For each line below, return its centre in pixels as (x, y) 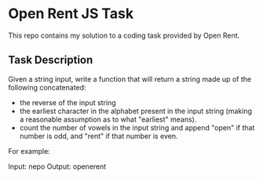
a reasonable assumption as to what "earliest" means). (108, 119)
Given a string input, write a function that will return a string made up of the (130, 79)
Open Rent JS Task (71, 14)
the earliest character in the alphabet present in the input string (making (136, 111)
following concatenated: (47, 87)
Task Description (51, 60)
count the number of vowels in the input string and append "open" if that (137, 127)
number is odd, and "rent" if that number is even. (99, 136)
